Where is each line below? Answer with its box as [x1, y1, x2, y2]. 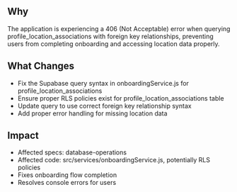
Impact [7, 130, 39, 142]
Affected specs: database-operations [17, 148, 127, 157]
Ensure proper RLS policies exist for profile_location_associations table [17, 94, 224, 102]
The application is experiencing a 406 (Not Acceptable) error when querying [7, 24, 231, 33]
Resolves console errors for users [17, 179, 117, 187]
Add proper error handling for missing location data [17, 109, 168, 118]
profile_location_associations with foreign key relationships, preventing [7, 32, 214, 40]
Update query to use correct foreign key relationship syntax [17, 101, 192, 110]
